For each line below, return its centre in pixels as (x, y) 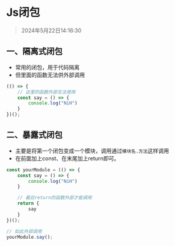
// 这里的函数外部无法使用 (46, 92)
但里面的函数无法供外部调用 (50, 75)
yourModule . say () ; (30, 237)
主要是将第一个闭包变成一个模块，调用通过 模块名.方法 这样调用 (92, 151)
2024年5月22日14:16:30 (51, 30)
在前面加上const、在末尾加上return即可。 (67, 158)
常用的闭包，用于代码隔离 (47, 67)
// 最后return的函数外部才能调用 (55, 198)
